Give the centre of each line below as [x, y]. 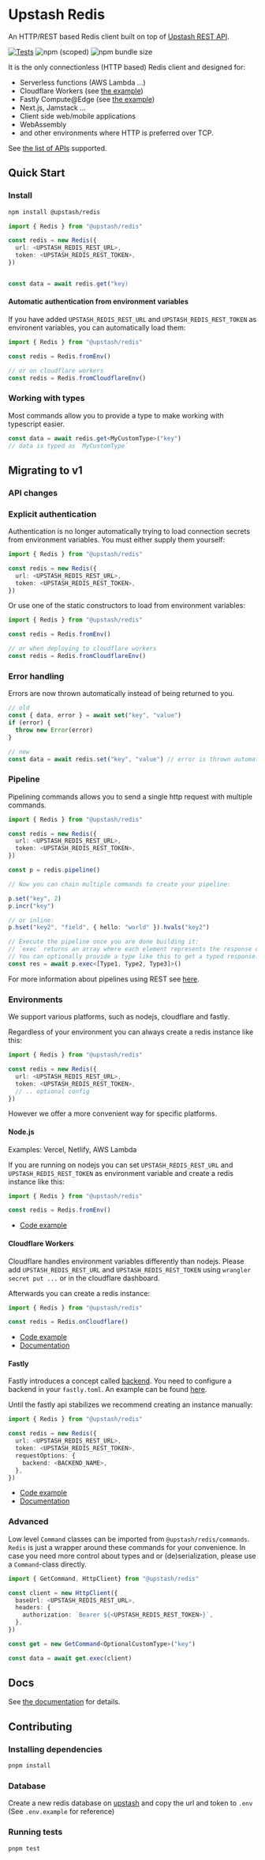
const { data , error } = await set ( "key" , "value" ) [95, 716]
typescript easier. [37, 424]
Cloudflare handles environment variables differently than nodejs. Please [126, 1261]
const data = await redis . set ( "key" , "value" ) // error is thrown [119, 759]
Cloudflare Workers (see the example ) [81, 91]
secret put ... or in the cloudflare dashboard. [84, 1278]
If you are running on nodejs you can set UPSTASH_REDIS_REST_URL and [121, 1165]
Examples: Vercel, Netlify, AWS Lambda [73, 1149]
